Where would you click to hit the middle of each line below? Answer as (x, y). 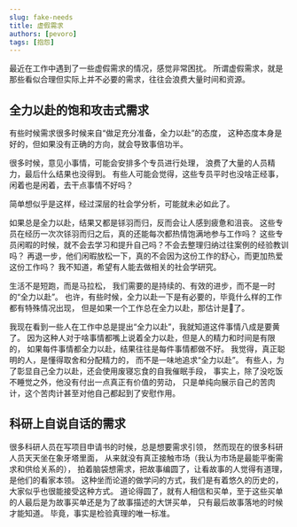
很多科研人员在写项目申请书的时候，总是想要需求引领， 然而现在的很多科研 (146, 446)
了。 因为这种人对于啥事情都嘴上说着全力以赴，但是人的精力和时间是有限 (142, 338)
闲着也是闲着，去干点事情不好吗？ (71, 185)
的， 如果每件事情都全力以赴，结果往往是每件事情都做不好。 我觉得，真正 (143, 349)
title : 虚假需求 (36, 26)
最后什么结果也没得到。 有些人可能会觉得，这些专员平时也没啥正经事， (154, 174)
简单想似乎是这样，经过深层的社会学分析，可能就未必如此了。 (122, 204)
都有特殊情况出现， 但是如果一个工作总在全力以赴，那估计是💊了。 (129, 308)
